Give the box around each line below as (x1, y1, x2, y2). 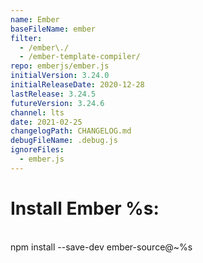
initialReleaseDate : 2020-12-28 (10, 80, 145, 90)
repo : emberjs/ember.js (10, 61, 110, 71)
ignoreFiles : (10, 145, 65, 155)
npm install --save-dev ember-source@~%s (10, 241, 193, 253)
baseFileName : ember (10, 24, 97, 34)
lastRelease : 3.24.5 (10, 89, 97, 99)
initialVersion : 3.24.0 (10, 71, 110, 81)
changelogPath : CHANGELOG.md (10, 126, 132, 136)
